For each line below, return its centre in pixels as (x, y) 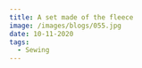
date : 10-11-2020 (42, 34)
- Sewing (33, 50)
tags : (19, 42)
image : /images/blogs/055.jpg (66, 26)
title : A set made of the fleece (71, 17)
